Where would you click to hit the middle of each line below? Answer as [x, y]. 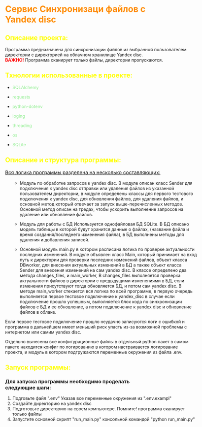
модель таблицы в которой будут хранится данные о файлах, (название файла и [104, 229]
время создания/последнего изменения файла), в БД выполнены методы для [102, 234]
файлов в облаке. [38, 312]
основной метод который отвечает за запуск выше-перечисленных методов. [101, 204]
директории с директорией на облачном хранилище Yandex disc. [74, 55]
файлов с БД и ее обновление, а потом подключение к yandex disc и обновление [106, 307]
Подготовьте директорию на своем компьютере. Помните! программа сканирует [99, 409]
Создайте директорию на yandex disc [52, 404]
